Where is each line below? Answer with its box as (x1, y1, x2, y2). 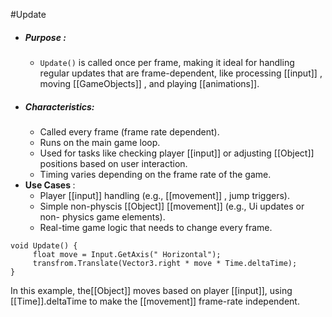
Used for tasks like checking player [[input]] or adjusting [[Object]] (39, 147, 315, 159)
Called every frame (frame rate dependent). (39, 125, 220, 138)
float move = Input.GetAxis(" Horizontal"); (32, 249, 222, 259)
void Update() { (10, 240, 78, 251)
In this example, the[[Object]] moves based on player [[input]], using (10, 284, 293, 296)
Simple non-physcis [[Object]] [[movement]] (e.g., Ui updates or (39, 200, 305, 212)
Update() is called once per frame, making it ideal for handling (39, 56, 295, 68)
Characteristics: (24, 100, 95, 113)
